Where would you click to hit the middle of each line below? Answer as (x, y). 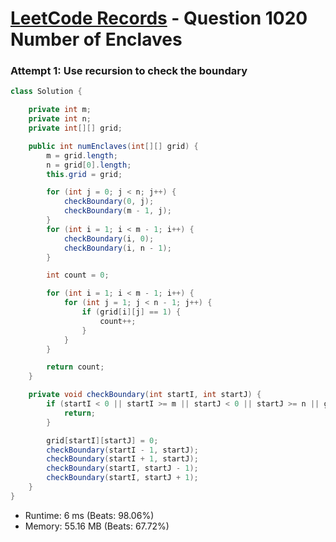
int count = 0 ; (78, 275)
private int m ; (60, 110)
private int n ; (60, 119)
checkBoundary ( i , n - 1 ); (117, 248)
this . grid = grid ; (84, 174)
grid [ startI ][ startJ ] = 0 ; (102, 440)
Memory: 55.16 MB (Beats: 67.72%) (97, 526)
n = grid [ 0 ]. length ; (89, 165)
